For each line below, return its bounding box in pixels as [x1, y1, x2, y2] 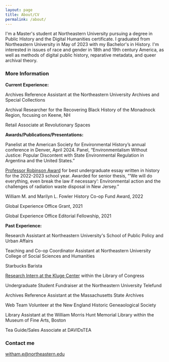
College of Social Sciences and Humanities [5, 253, 95, 259]
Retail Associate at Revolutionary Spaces [5, 122, 91, 128]
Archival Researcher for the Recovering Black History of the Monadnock [5, 107, 156, 113]
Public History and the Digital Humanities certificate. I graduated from [5, 36, 150, 42]
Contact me [5, 339, 35, 346]
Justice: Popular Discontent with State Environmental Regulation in [5, 152, 144, 158]
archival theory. [5, 58, 38, 64]
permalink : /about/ [5, 17, 47, 22]
